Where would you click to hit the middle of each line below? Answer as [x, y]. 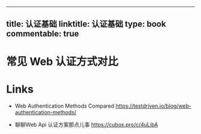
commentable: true [43, 34]
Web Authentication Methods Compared [65, 106]
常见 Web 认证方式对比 [62, 61]
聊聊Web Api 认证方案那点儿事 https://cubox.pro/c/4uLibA [86, 124]
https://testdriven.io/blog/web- [154, 106]
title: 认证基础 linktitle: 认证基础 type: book [86, 24]
